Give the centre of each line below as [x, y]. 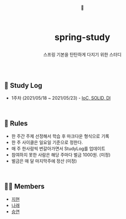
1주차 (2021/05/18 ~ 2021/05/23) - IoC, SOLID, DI [61, 98]
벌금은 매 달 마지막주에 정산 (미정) [44, 161]
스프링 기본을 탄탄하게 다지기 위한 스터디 [82, 55]
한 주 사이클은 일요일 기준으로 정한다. [47, 142]
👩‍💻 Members [24, 186]
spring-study [82, 37]
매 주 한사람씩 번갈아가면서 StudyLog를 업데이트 [58, 148]
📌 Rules [16, 123]
